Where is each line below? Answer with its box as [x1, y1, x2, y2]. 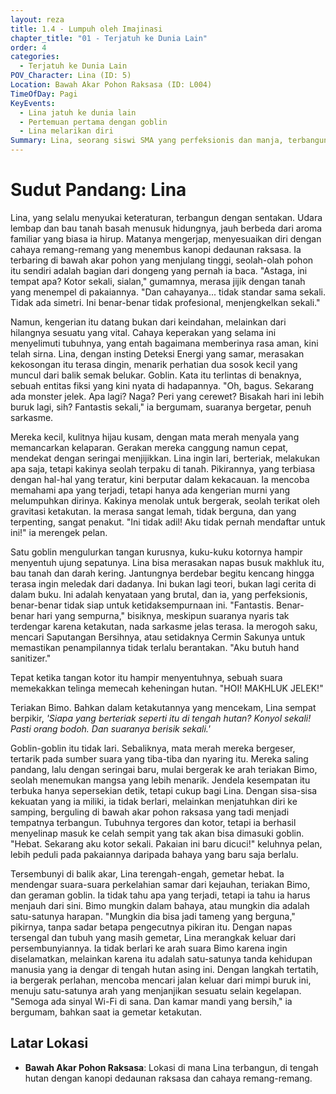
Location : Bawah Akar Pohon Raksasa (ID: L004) [10, 80, 213, 90]
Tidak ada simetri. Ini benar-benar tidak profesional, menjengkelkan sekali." [10, 296, 321, 308]
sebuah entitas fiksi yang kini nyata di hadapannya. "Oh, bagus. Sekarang [10, 379, 314, 391]
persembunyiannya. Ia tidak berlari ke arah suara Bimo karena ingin [10, 942, 288, 954]
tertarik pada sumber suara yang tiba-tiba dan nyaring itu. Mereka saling [10, 752, 309, 765]
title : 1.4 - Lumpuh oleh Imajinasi [10, 24, 163, 34]
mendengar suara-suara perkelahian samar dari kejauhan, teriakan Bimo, [10, 878, 311, 890]
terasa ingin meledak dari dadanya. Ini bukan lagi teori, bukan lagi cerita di [10, 577, 317, 590]
